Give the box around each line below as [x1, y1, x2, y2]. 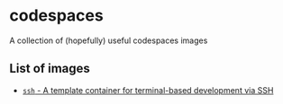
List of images [9, 61, 90, 76]
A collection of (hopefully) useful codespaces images [9, 35, 208, 46]
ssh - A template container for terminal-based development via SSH [22, 84, 274, 95]
